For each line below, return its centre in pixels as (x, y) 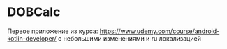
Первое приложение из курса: (53, 31)
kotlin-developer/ (32, 38)
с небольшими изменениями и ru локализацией (130, 38)
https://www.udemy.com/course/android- (160, 31)
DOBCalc (34, 12)
